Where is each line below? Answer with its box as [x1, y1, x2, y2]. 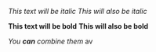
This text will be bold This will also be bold [8, 22, 149, 30]
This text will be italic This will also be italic [8, 7, 147, 16]
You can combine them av [8, 36, 93, 46]
